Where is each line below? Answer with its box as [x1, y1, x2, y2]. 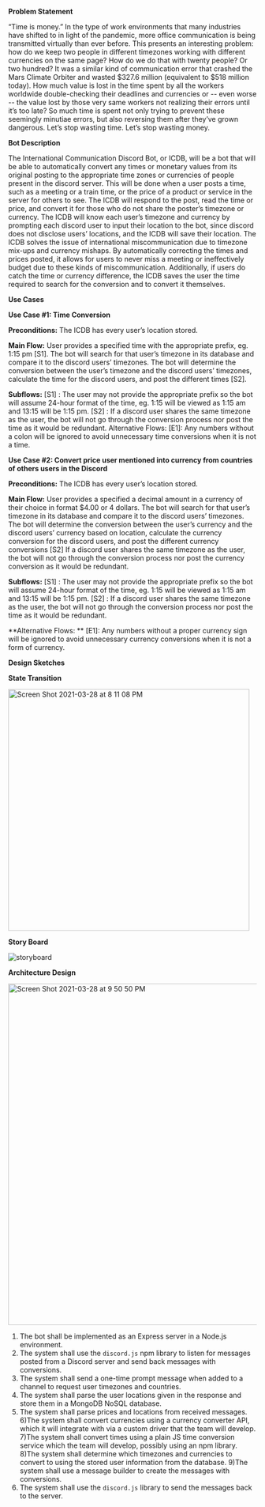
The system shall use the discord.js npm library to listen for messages [19, 1348, 251, 1358]
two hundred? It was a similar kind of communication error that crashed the [8, 64, 253, 74]
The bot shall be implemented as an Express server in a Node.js [19, 1331, 227, 1341]
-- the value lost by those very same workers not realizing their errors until [8, 98, 250, 107]
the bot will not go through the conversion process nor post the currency [8, 553, 244, 562]
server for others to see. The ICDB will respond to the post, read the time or [8, 195, 254, 205]
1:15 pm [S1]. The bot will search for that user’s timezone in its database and [8, 349, 255, 358]
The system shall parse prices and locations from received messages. [19, 1407, 248, 1416]
